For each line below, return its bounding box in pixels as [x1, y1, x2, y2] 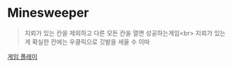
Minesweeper [7, 5, 89, 21]
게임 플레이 [7, 52, 38, 61]
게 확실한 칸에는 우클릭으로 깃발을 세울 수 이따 [24, 37, 150, 46]
